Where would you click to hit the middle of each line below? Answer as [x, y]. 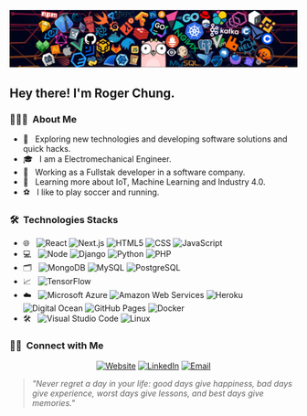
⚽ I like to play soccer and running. [91, 192]
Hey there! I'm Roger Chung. [92, 93]
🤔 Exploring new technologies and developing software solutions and [155, 139]
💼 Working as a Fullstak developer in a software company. [134, 172]
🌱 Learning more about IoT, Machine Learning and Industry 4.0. [144, 182]
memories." [53, 402]
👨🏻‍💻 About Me [43, 119]
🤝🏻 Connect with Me [57, 346]
